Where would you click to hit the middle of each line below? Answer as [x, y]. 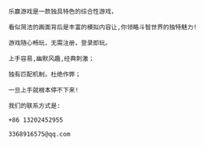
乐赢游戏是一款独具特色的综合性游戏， [63, 11]
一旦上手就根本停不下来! [43, 90]
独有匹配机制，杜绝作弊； [45, 75]
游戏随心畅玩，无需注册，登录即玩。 [60, 43]
